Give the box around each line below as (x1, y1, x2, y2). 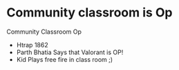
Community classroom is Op (6, 5, 173, 21)
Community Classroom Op (6, 27, 82, 36)
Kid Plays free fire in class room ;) (16, 55, 113, 63)
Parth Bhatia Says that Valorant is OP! (16, 48, 124, 56)
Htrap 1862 (16, 40, 49, 49)
